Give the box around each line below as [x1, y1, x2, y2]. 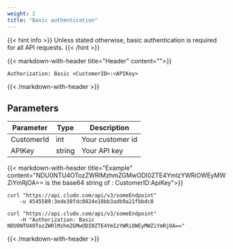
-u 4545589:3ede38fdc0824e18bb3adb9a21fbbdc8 [19, 198, 154, 205]
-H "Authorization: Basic [19, 216, 95, 223]
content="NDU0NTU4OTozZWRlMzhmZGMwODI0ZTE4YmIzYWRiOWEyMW [7, 171, 226, 179]
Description [89, 123, 130, 133]
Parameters [7, 102, 59, 114]
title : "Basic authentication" [7, 17, 98, 24]
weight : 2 [7, 10, 36, 17]
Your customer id [81, 135, 138, 145]
